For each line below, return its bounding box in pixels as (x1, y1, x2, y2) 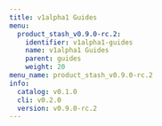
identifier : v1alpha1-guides (25, 37, 134, 47)
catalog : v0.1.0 (17, 87, 77, 96)
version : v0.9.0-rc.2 (17, 104, 98, 113)
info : (9, 79, 29, 88)
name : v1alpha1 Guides (25, 46, 109, 55)
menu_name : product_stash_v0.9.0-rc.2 (9, 71, 153, 80)
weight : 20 (25, 63, 66, 72)
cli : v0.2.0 (17, 95, 62, 105)
